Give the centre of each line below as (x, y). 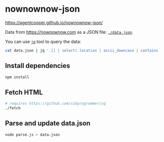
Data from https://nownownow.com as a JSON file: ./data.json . (69, 32)
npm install (17, 77)
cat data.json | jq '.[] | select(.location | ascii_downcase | (72, 50)
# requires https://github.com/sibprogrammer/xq (55, 104)
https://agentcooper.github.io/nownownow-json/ (54, 23)
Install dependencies (38, 66)
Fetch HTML (24, 92)
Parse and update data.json (48, 123)
